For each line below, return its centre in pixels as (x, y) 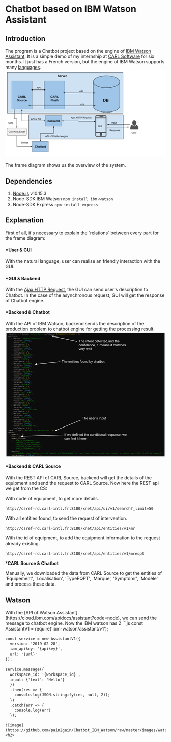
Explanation (25, 220)
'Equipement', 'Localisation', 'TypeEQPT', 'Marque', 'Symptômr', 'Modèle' (82, 579)
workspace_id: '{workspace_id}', (45, 674)
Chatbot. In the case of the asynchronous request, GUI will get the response (85, 295)
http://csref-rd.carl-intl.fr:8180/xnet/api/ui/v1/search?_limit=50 (79, 509)
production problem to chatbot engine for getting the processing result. (80, 329)
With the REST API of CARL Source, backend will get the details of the (78, 478)
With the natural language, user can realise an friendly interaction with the (83, 261)
